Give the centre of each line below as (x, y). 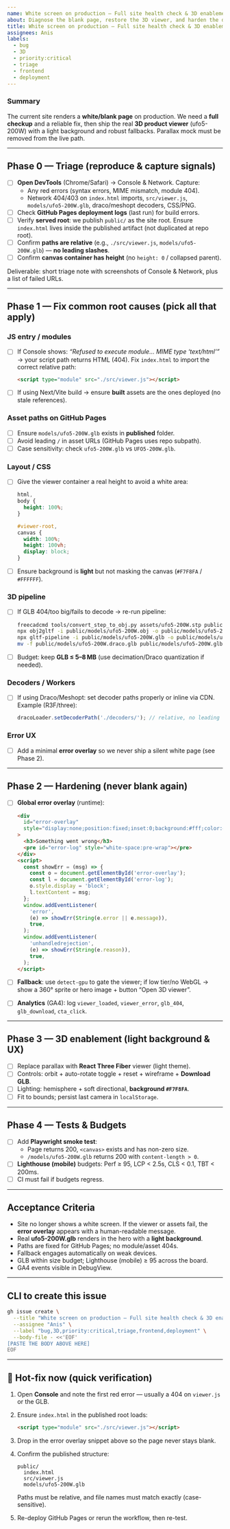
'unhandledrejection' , (62, 944)
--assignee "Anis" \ (42, 1324)
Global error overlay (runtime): (61, 803)
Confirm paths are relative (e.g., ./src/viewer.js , (88, 242)
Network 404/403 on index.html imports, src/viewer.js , (107, 198)
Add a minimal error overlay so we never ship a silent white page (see (116, 750)
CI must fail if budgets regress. (60, 1179)
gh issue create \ (33, 1312)
